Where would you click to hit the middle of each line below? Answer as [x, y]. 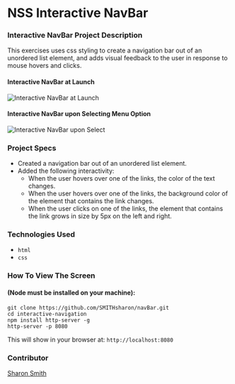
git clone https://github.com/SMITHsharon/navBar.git [88, 307]
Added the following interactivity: [66, 171]
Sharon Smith [27, 373]
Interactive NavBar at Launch [51, 82]
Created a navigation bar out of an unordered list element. [102, 164]
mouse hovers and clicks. [45, 66]
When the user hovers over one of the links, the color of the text [121, 179]
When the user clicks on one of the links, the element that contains [126, 209]
